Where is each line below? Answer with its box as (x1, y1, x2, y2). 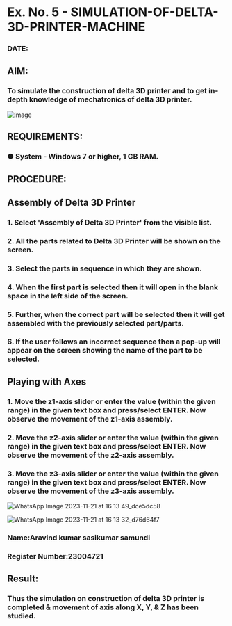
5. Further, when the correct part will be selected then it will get (7, 310, 225, 319)
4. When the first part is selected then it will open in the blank (7, 282, 219, 292)
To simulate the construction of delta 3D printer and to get (7, 86, 207, 96)
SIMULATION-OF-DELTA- (70, 4, 219, 20)
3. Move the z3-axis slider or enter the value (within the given (7, 469, 219, 479)
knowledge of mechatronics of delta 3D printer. (28, 95, 192, 104)
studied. (7, 611, 36, 621)
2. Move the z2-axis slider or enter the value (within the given (7, 433, 219, 442)
